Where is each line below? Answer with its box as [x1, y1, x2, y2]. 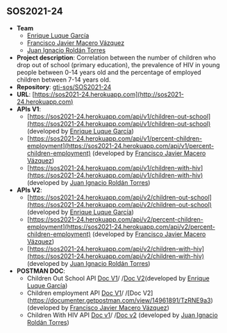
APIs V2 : [16, 186, 42, 194]
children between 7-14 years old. [16, 75, 111, 84]
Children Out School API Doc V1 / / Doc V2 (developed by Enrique [26, 273, 210, 282]
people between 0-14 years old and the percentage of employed [16, 68, 202, 76]
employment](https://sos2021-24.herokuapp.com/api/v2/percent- [26, 222, 216, 231]
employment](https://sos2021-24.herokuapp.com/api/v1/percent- [26, 141, 215, 150]
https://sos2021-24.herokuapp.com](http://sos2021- [34, 90, 185, 98]
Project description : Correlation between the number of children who [16, 53, 217, 62]
